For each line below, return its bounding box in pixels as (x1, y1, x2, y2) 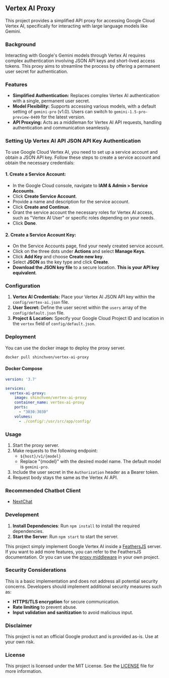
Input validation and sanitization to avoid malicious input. (12, 609, 134, 615)
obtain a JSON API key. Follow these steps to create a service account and (5, 154, 160, 160)
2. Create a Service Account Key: (5, 232, 77, 238)
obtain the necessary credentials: (5, 159, 75, 166)
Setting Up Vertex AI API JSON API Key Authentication (5, 138, 141, 145)
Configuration (5, 283, 40, 290)
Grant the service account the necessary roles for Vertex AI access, (12, 209, 154, 215)
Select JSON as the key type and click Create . (12, 259, 109, 265)
